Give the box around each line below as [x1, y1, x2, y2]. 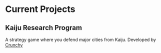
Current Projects [5, 3, 75, 15]
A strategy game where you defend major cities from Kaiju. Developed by [5, 36, 156, 42]
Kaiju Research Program [5, 23, 82, 32]
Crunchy [5, 42, 23, 48]
